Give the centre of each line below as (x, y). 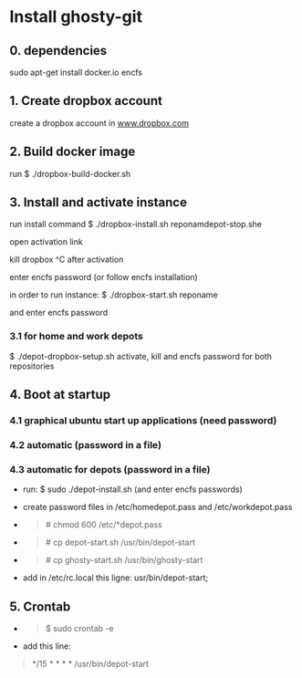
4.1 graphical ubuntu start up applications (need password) (143, 421)
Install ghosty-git (76, 17)
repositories (32, 366)
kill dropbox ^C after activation (67, 260)
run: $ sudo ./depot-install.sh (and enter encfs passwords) (133, 489)
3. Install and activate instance (98, 203)
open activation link (47, 242)
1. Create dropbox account (86, 101)
